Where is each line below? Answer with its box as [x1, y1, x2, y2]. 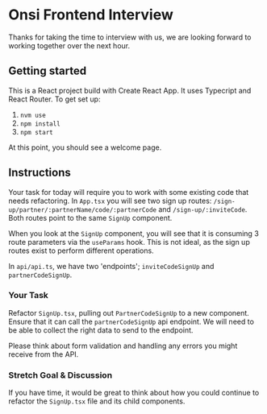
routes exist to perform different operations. [8, 246, 155, 255]
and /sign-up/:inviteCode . [158, 204, 248, 214]
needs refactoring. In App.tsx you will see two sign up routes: [8, 196, 212, 205]
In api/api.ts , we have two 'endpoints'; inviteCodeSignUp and [8, 261, 215, 271]
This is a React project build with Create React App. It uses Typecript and [8, 85, 252, 95]
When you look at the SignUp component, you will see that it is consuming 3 [8, 228, 260, 238]
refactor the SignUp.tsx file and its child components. [8, 396, 186, 406]
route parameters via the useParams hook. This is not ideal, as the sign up [8, 237, 250, 246]
